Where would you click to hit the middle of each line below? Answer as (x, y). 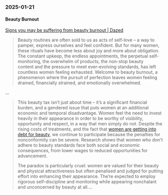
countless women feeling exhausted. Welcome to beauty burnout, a (88, 72)
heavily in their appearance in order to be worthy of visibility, (80, 118)
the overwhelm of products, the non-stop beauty (93, 61)
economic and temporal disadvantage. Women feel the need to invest (90, 113)
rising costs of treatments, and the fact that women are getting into (87, 129)
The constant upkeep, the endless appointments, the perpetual (83, 56)
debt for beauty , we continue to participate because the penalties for (89, 135)
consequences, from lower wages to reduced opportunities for (82, 151)
